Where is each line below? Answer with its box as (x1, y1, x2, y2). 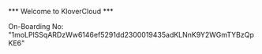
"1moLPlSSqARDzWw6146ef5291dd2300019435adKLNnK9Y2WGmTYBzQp (8, 31, 255, 39)
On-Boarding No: (8, 22, 64, 31)
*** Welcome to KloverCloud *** (8, 7, 114, 16)
